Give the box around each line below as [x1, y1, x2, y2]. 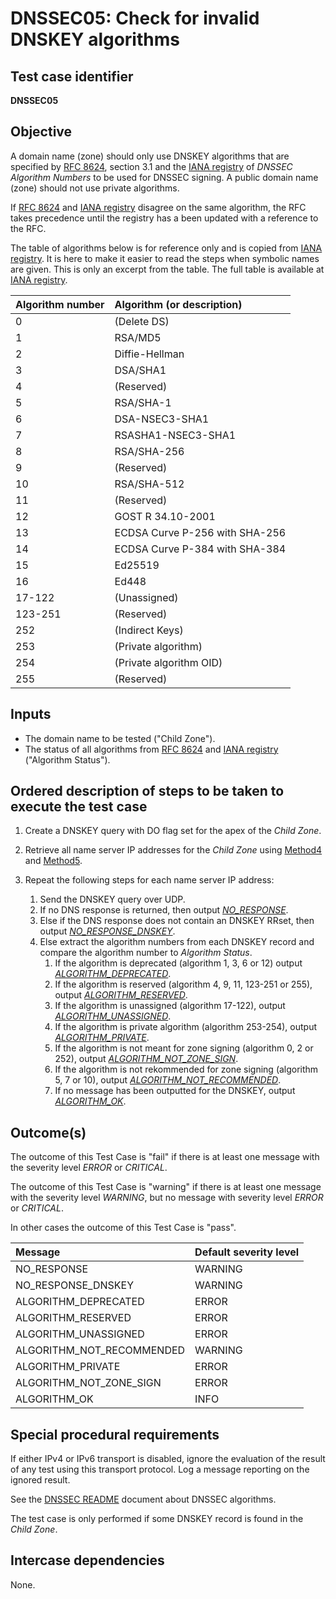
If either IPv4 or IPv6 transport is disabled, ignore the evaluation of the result [10, 1453, 326, 1465]
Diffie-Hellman [114, 347, 185, 361]
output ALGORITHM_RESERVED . [54, 989, 188, 1001]
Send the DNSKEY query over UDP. [39, 893, 186, 906]
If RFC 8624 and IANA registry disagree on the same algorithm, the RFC [10, 201, 307, 213]
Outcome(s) [10, 1124, 87, 1141]
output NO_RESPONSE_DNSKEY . [39, 925, 176, 937]
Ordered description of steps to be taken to [10, 783, 285, 800]
